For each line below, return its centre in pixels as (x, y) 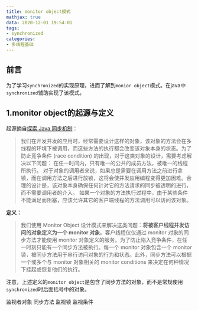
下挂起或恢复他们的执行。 (52, 269)
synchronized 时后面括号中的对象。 (48, 289)
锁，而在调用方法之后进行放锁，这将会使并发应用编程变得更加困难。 (103, 178)
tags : (13, 28)
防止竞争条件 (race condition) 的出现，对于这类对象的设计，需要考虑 (104, 155)
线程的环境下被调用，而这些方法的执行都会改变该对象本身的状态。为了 (106, 148)
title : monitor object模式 (38, 12)
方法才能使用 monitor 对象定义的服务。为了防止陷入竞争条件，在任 (107, 240)
